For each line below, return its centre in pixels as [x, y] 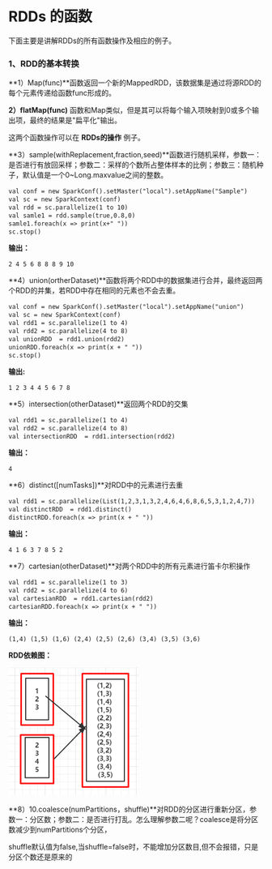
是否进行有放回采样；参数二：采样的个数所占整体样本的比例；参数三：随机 [132, 165]
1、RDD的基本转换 [44, 63]
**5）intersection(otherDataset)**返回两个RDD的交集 [98, 404]
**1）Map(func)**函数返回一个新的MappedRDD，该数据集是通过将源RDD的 [135, 83]
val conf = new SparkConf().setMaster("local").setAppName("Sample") [128, 191]
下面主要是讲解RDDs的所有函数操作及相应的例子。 [92, 41]
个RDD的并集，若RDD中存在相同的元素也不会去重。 [94, 291]
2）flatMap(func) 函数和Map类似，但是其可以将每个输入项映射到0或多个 [130, 110]
